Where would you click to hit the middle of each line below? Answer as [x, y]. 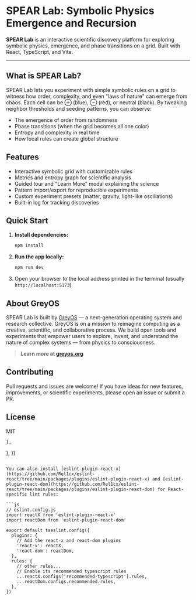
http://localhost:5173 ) [43, 285]
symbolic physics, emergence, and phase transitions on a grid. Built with [93, 46]
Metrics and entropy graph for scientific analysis [73, 178]
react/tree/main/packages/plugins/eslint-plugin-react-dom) [81, 489]
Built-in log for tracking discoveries [57, 202]
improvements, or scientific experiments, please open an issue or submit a [95, 392]
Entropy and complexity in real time [57, 132]
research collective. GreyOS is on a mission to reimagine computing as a [93, 323]
